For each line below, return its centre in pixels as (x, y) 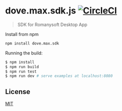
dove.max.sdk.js (41, 11)
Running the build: (24, 53)
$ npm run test (21, 71)
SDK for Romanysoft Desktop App (52, 24)
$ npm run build (22, 67)
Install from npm (22, 34)
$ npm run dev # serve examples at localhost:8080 (59, 76)
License (18, 92)
